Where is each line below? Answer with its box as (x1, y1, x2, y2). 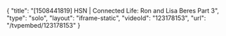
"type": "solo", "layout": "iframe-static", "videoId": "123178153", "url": (6, 14, 206, 22)
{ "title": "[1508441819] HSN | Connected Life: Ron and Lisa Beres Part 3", (6, 7, 219, 15)
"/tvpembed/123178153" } (6, 21, 81, 29)
